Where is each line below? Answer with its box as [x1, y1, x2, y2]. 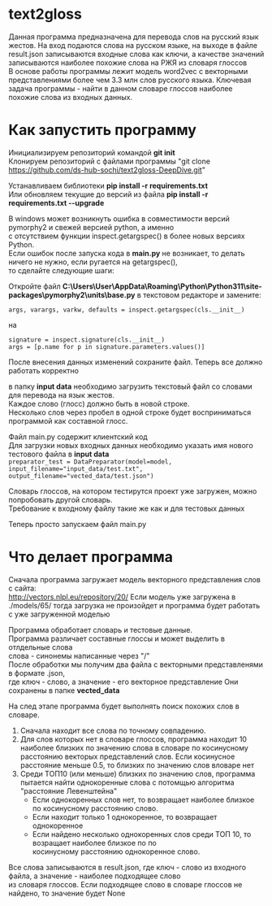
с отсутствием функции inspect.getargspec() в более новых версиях [8, 231, 245, 241]
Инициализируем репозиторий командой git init [8, 147, 176, 157]
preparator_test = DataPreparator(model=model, [8, 457, 173, 466]
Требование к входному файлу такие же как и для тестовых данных [8, 503, 245, 513]
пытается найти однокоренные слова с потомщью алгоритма [19, 778, 235, 787]
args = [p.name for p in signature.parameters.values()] [8, 342, 205, 351]
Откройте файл [8, 281, 61, 291]
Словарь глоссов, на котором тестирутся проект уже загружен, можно [8, 486, 257, 496]
